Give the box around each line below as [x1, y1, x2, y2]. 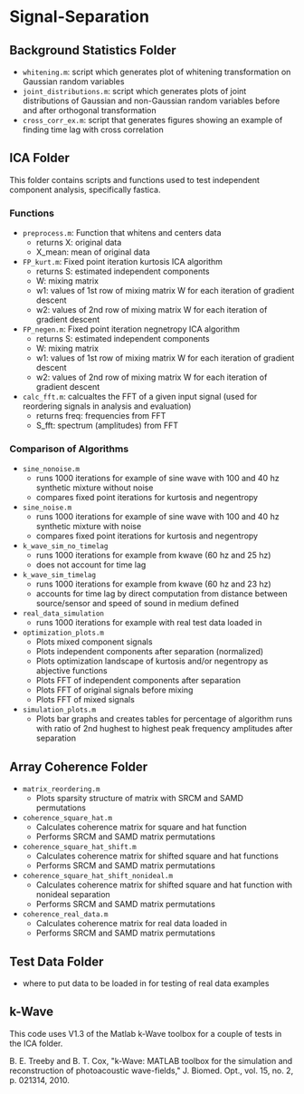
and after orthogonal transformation [22, 105, 157, 115]
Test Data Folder [9, 954, 104, 969]
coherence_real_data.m [22, 910, 109, 919]
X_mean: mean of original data [35, 247, 151, 257]
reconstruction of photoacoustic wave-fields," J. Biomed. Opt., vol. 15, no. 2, [9, 1065, 294, 1076]
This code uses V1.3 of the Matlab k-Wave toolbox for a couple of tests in [9, 1028, 282, 1039]
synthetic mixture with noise [35, 521, 142, 532]
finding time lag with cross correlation [22, 124, 165, 135]
